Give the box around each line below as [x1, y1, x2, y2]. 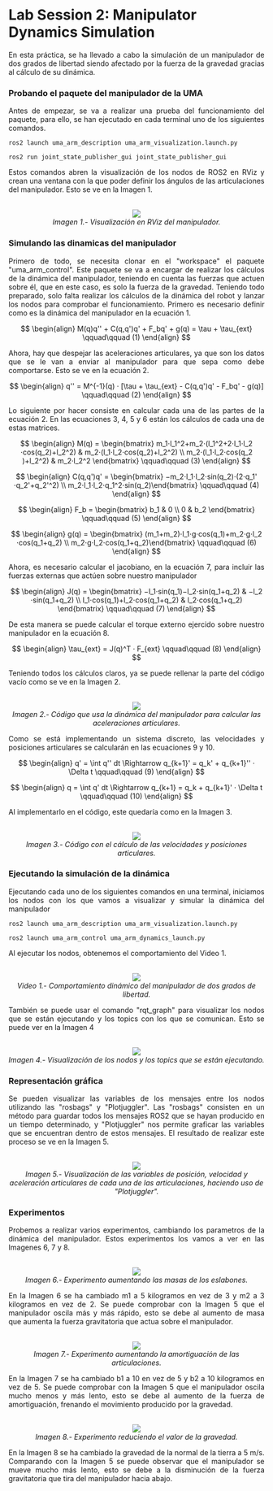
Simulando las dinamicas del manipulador [8, 237, 177, 249]
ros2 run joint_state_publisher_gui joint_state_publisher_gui [8, 153, 227, 162]
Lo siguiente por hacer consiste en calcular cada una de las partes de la [8, 405, 265, 415]
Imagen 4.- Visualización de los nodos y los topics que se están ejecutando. [8, 1054, 265, 1064]
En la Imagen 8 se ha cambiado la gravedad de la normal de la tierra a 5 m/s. [8, 1448, 266, 1458]
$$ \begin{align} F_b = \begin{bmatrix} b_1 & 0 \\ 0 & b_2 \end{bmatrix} [17, 504, 256, 514]
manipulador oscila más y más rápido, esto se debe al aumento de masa [8, 1308, 265, 1318]
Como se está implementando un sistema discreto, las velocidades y [8, 733, 265, 743]
